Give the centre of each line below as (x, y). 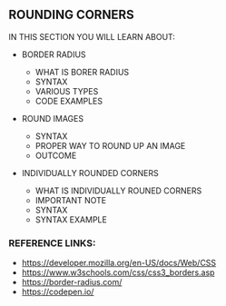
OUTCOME (56, 155)
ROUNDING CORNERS (71, 15)
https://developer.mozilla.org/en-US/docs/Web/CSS (119, 263)
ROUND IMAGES (52, 118)
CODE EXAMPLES (69, 101)
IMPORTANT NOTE (70, 200)
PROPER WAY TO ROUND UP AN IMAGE (110, 145)
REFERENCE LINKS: (52, 242)
